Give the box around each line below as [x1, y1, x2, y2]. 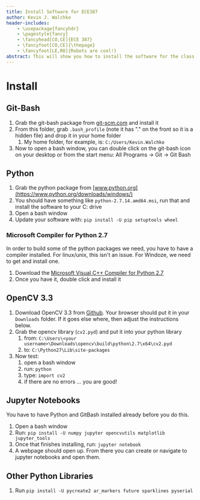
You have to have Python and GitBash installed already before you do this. [6, 411, 189, 418]
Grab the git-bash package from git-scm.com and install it [14, 119, 159, 126]
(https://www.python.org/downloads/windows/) [14, 190, 133, 198]
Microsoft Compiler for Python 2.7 [6, 231, 108, 239]
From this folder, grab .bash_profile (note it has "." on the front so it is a [14, 125, 193, 133]
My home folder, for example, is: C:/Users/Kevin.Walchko [23, 138, 165, 145]
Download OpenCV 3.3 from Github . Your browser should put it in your [14, 309, 190, 316]
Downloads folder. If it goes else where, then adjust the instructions [14, 315, 179, 322]
